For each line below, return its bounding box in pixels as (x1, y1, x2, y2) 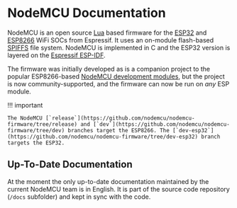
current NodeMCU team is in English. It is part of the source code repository (7, 185, 231, 193)
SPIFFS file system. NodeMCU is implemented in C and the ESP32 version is (7, 43, 231, 52)
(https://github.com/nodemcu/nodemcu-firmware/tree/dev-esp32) (7, 133, 199, 140)
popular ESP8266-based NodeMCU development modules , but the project (7, 72, 225, 81)
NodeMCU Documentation (7, 5, 166, 21)
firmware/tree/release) (7, 120, 78, 128)
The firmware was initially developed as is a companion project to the (7, 64, 211, 73)
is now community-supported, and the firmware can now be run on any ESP (7, 79, 230, 88)
